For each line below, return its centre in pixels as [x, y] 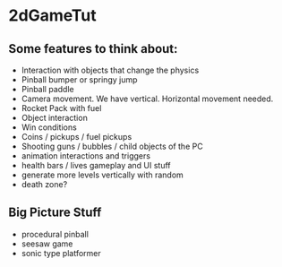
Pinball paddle [47, 89]
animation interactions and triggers [86, 156]
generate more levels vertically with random [103, 175]
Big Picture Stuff [55, 213]
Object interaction [55, 118]
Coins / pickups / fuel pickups [77, 137]
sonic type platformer [61, 253]
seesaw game [47, 244]
